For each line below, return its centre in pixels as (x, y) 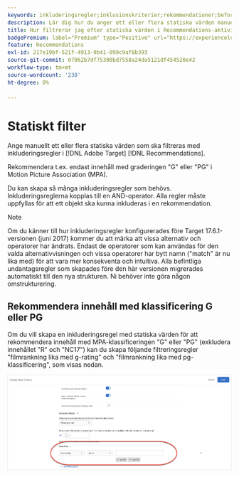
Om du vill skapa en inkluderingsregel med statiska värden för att (103, 335)
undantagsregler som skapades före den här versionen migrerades (105, 269)
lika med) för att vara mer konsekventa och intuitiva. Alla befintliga (104, 261)
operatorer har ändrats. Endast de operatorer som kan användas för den (113, 246)
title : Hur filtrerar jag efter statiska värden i (84, 30)
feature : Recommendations (46, 45)
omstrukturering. (32, 284)
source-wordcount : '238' (44, 75)
